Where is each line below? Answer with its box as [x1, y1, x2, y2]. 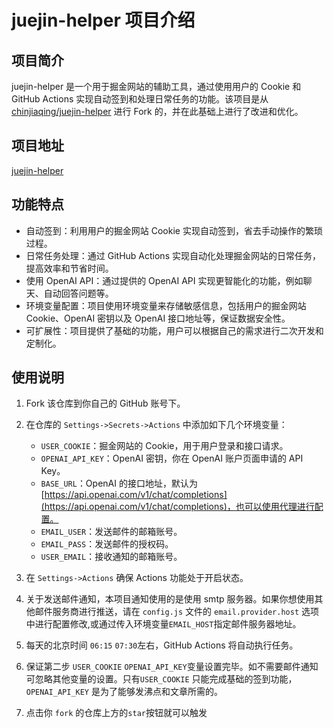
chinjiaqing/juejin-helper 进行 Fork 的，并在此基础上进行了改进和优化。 [11, 106, 304, 117]
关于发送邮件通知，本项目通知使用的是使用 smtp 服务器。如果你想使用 [25, 593, 315, 605]
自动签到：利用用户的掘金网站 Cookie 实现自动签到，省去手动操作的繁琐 [25, 224, 323, 236]
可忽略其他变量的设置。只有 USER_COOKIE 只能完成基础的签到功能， [25, 673, 298, 685]
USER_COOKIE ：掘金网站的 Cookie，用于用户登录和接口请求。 [40, 440, 289, 452]
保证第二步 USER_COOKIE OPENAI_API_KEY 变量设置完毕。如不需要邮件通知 [25, 661, 319, 673]
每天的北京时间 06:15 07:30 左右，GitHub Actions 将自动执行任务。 [25, 639, 299, 651]
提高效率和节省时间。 [25, 262, 114, 274]
